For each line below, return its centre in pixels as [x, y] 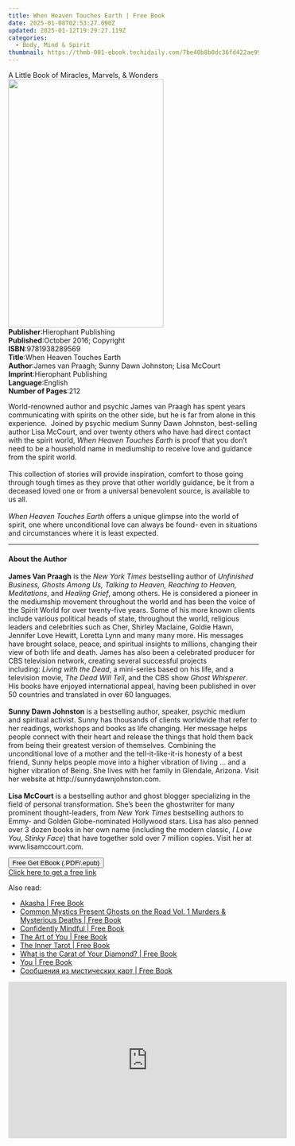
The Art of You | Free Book [63, 937]
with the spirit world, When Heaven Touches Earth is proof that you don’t [128, 440]
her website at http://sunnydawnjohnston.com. [85, 779]
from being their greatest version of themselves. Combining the [112, 745]
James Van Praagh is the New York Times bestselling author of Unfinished [131, 576]
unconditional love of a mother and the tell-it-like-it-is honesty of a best [125, 754]
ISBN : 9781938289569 [45, 349]
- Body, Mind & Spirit [53, 45]
